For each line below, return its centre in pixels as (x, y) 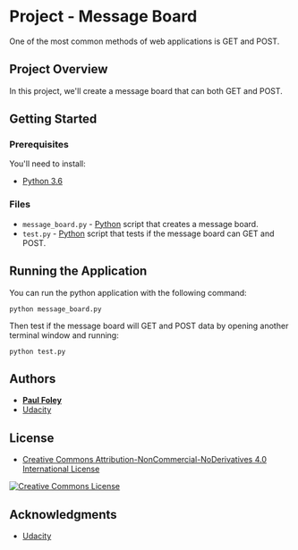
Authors (33, 379)
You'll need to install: (48, 164)
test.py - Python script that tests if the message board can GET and (148, 233)
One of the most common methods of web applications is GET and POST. (145, 41)
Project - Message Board (103, 17)
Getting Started (53, 119)
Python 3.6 (42, 182)
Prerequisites (39, 145)
